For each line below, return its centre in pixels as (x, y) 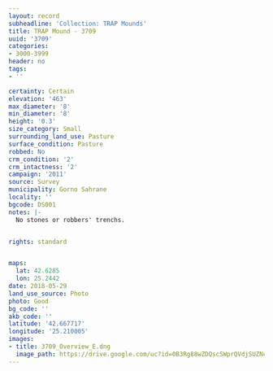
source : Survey (34, 182)
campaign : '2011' (38, 175)
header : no (27, 62)
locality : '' (30, 197)
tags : (17, 69)
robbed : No (27, 151)
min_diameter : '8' (39, 114)
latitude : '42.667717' (47, 324)
